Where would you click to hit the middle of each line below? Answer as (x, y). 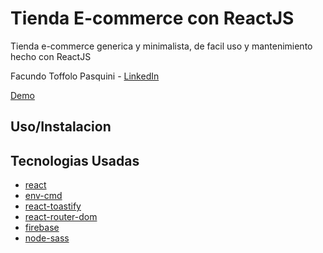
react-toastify (53, 206)
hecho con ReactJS (51, 56)
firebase (42, 228)
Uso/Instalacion (61, 127)
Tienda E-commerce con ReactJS (152, 18)
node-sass (47, 238)
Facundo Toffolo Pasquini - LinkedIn (85, 76)
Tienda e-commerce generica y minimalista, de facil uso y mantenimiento (161, 46)
